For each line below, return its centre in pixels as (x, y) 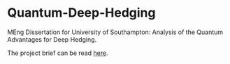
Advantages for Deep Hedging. (52, 39)
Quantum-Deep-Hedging (81, 13)
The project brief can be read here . (58, 53)
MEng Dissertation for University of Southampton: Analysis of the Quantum (115, 32)
